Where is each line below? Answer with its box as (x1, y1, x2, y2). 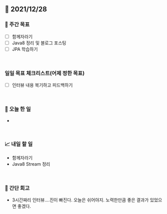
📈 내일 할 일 (5, 140, 33, 148)
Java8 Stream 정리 (12, 161, 51, 167)
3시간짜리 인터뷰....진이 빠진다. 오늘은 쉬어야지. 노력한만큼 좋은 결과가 (12, 197, 149, 203)
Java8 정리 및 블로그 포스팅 (12, 40, 66, 46)
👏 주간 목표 (5, 21, 30, 28)
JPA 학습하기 (12, 46, 38, 52)
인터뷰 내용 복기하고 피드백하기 (12, 82, 73, 88)
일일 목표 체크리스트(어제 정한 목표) (5, 69, 85, 77)
